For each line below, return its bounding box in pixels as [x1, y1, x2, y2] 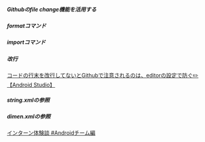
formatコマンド [7, 22, 46, 29]
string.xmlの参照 [7, 96, 50, 104]
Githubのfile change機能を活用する [7, 5, 97, 13]
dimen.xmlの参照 [7, 113, 51, 120]
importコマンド [7, 38, 46, 46]
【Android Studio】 [7, 81, 56, 88]
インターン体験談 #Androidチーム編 [7, 129, 96, 137]
